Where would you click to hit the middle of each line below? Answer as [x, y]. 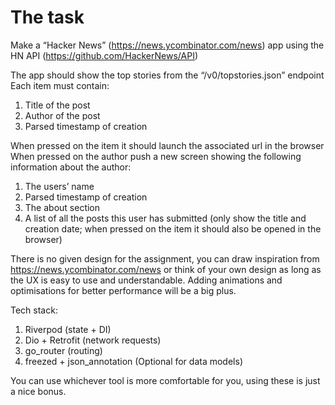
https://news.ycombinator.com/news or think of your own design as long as [166, 269]
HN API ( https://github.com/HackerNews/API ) [104, 55]
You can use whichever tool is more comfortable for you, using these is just [165, 380]
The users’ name [59, 186]
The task [47, 17]
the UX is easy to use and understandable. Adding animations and [146, 280]
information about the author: [71, 167]
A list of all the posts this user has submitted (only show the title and [165, 218]
